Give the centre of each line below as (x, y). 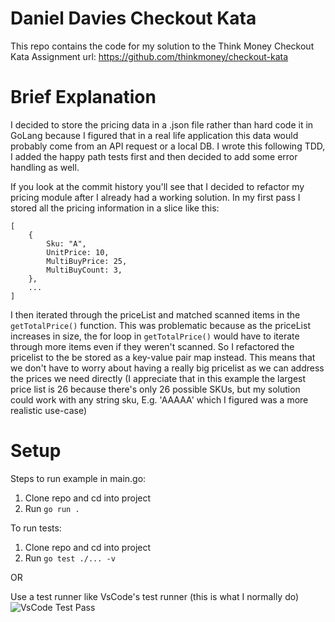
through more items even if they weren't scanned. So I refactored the (152, 346)
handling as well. (45, 167)
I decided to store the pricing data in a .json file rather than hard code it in (162, 124)
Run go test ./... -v (70, 558)
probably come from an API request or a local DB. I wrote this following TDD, (168, 146)
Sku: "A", (66, 243)
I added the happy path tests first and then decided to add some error (154, 156)
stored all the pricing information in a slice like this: (115, 208)
